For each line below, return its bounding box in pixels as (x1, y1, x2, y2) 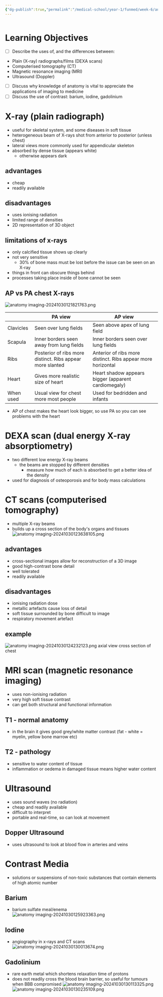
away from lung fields (34, 341, 84, 348)
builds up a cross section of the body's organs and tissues (12, 525, 130, 532)
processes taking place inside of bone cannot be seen (12, 275, 121, 281)
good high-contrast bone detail (12, 563, 75, 569)
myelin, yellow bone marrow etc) (12, 734, 78, 740)
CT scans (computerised (5, 494, 107, 506)
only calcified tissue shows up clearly (12, 249, 87, 255)
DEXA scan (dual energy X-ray (5, 430, 131, 441)
